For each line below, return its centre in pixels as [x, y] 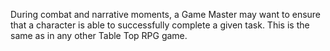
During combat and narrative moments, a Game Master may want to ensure [166, 14]
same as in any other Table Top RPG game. [99, 35]
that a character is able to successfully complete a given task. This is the [160, 25]
